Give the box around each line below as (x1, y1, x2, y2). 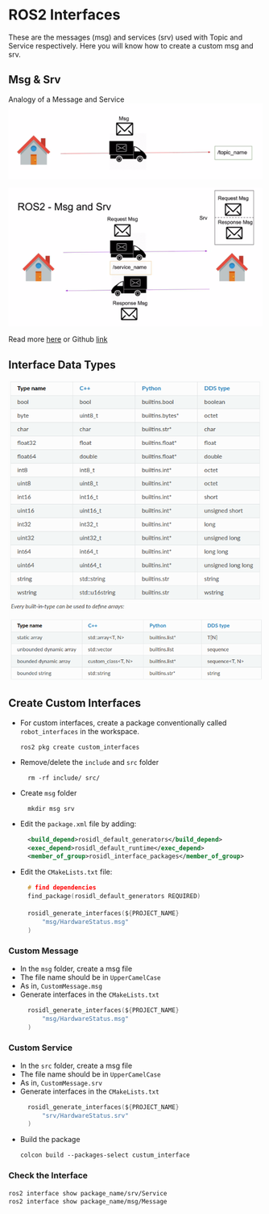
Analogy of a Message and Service (8, 95, 125, 104)
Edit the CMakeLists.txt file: (19, 867, 113, 877)
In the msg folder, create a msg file (19, 964, 133, 973)
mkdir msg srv (27, 804, 75, 813)
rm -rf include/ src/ (27, 774, 101, 782)
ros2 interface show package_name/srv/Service (8, 1189, 168, 1197)
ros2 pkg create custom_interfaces (19, 743, 140, 751)
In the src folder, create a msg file (19, 1061, 133, 1070)
